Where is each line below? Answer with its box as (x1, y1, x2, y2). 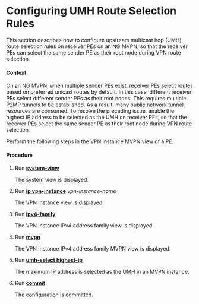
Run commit (14, 280, 46, 287)
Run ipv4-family (14, 211, 56, 218)
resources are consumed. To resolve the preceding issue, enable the (6, 107, 175, 115)
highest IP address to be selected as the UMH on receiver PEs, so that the (6, 114, 187, 121)
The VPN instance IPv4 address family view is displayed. (14, 222, 154, 229)
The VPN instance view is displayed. (14, 199, 104, 206)
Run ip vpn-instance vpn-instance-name (14, 188, 116, 195)
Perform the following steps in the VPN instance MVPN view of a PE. (6, 138, 174, 145)
